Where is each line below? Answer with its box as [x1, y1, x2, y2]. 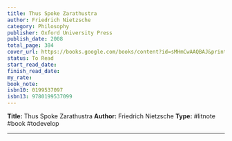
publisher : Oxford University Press [7, 29, 113, 36]
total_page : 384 [7, 42, 54, 49]
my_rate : [7, 74, 32, 81]
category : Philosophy [7, 23, 70, 30]
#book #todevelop [7, 120, 60, 127]
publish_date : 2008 [7, 36, 64, 43]
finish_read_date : [7, 67, 60, 74]
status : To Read [7, 55, 54, 62]
